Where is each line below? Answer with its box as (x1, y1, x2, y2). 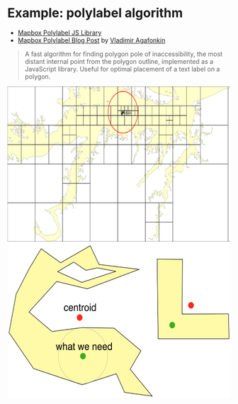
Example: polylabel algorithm (7, 5, 183, 21)
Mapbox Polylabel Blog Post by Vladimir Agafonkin (17, 35, 166, 44)
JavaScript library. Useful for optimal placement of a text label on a (24, 64, 220, 73)
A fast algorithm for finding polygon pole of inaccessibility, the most (24, 50, 223, 58)
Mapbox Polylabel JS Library (17, 28, 102, 37)
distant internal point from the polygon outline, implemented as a (24, 57, 214, 65)
